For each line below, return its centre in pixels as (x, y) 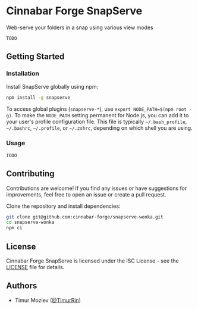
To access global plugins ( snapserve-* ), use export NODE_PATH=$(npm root (97, 109)
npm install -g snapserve (38, 97)
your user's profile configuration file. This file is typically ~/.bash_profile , (97, 121)
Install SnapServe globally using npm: (52, 86)
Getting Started (35, 57)
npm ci (14, 228)
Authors (22, 286)
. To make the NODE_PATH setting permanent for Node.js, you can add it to (100, 115)
